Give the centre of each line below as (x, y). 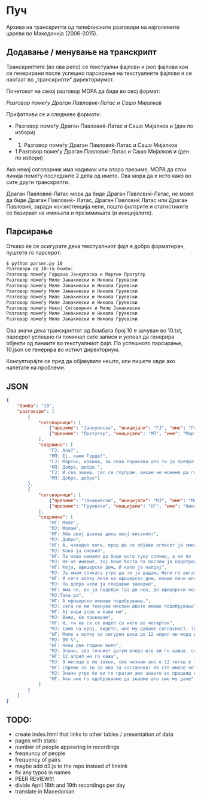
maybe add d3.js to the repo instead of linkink (71, 766)
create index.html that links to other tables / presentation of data (94, 734)
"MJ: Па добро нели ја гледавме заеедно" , (103, 584)
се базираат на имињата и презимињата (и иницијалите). (80, 213)
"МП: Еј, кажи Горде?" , (79, 456)
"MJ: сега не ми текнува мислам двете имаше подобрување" (123, 606)
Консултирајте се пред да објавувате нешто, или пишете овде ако (91, 361)
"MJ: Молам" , (65, 529)
